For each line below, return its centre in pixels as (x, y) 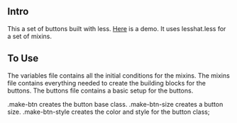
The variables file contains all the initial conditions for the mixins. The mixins (119, 75)
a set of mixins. (29, 36)
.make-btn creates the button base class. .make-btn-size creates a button (115, 104)
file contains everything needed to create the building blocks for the (106, 83)
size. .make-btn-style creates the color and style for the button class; (109, 112)
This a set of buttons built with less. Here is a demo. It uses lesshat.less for (117, 28)
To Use (23, 58)
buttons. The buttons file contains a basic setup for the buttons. (100, 90)
